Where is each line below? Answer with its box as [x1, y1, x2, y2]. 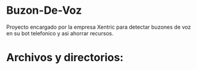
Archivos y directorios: [6, 51, 124, 65]
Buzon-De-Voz [6, 4, 82, 17]
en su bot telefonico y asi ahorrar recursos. [6, 29, 114, 36]
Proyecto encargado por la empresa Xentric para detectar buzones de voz [6, 23, 192, 31]
